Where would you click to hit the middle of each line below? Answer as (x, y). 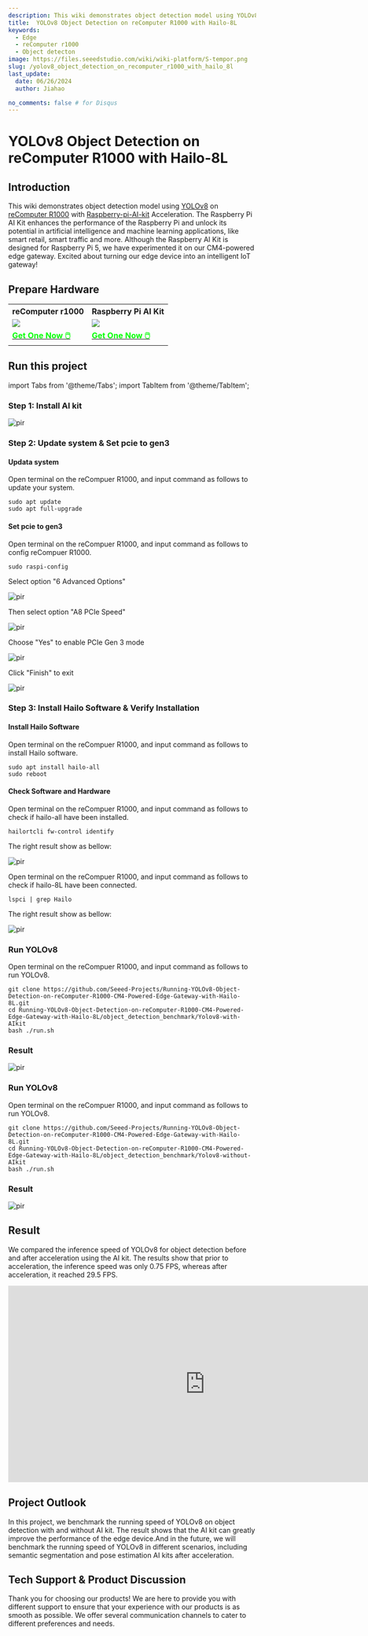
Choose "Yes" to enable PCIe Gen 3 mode (76, 642)
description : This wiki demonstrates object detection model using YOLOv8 (133, 15)
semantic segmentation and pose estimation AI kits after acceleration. (121, 1555)
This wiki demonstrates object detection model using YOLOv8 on (113, 206)
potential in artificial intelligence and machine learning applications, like (124, 231)
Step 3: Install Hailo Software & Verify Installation (104, 708)
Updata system (33, 461)
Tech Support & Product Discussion (97, 1580)
